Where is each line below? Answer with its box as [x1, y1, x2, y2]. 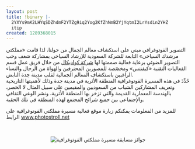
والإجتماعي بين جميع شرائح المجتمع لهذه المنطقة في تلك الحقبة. [6, 96, 145, 103]
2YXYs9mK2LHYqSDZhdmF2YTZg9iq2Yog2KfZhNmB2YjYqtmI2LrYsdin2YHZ [11, 19, 168, 25]
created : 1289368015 [6, 30, 57, 36]
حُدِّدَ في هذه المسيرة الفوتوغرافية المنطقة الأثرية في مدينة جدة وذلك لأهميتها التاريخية [6, 77, 190, 85]
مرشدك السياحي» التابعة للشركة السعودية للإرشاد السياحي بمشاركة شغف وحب [6, 53, 179, 60]
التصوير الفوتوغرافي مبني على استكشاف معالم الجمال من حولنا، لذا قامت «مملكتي [6, 46, 186, 53]
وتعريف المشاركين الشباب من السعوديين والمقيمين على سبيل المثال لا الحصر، [6, 84, 175, 91]
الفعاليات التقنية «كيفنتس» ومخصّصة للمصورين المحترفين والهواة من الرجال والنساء [6, 65, 187, 72]
